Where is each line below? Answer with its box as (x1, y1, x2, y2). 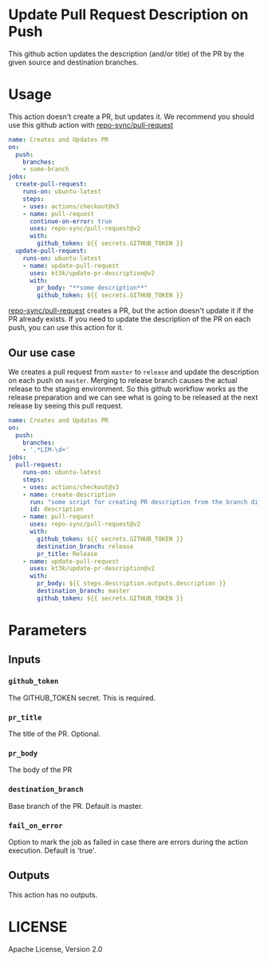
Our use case (8, 345, 76, 360)
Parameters (8, 621, 88, 639)
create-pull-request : (15, 180, 88, 188)
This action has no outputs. (8, 889, 98, 899)
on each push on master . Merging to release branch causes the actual (8, 375, 238, 384)
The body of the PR (8, 765, 73, 775)
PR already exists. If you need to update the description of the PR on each (8, 314, 251, 324)
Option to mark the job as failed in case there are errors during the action (8, 837, 249, 846)
